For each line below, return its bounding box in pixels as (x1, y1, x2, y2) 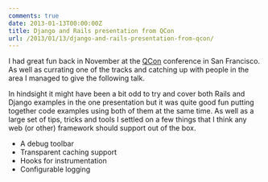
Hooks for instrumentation (19, 156, 107, 166)
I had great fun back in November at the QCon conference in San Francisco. (8, 56, 260, 66)
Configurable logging (19, 164, 91, 174)
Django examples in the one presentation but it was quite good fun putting (8, 97, 255, 107)
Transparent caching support (19, 147, 118, 157)
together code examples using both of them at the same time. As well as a (8, 106, 254, 116)
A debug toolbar (19, 139, 74, 149)
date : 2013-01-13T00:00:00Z (8, 19, 103, 27)
